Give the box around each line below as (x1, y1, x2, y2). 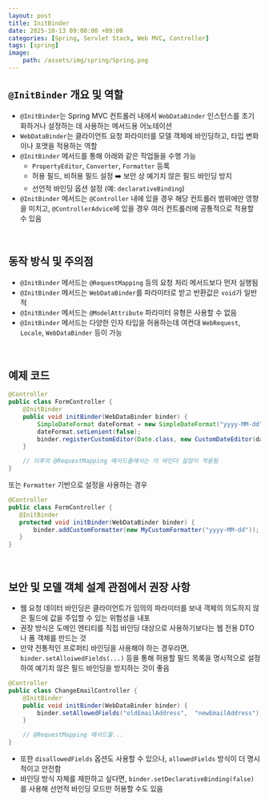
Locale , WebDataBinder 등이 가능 (19, 328, 122, 337)
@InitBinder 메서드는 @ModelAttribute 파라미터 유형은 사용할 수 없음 (19, 308, 238, 317)
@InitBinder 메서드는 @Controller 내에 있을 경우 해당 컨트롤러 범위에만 (19, 193, 244, 203)
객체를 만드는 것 (37, 634, 86, 642)
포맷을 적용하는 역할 (34, 141, 98, 151)
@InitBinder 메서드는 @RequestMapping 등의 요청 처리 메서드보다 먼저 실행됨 (19, 277, 259, 287)
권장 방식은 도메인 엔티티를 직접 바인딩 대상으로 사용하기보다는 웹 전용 (19, 623, 239, 633)
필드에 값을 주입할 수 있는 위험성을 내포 (28, 614, 151, 622)
